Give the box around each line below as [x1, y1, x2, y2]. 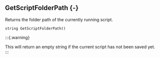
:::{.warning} [5, 34, 30, 40]
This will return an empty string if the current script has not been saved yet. [5, 43, 156, 50]
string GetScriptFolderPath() [5, 26, 66, 31]
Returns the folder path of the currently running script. [5, 16, 113, 22]
